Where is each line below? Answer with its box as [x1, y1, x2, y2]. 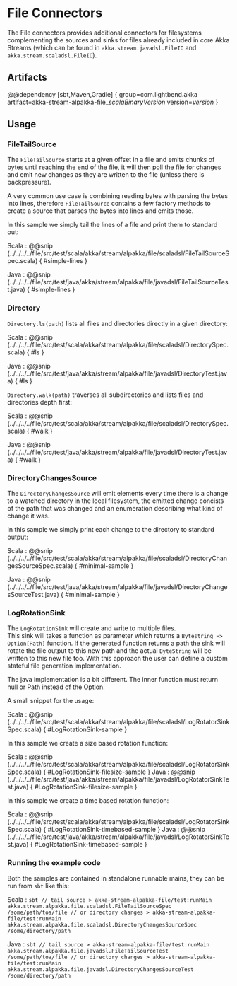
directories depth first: [7, 398, 73, 406]
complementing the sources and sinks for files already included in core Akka [7, 35, 230, 44]
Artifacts [7, 71, 47, 83]
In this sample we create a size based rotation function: [7, 739, 168, 748]
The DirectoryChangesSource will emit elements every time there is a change [7, 489, 229, 498]
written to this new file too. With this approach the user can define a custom [7, 654, 228, 663]
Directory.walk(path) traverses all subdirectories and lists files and [7, 390, 204, 399]
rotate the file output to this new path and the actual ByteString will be [7, 646, 212, 655]
